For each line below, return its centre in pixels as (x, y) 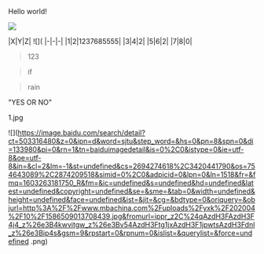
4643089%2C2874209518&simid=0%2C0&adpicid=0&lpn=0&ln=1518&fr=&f (132, 175)
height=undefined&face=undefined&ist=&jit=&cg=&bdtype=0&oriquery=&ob (132, 199)
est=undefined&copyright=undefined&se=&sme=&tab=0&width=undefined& (132, 191)
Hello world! (27, 11)
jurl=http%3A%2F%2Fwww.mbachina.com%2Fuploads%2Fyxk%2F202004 (132, 208)
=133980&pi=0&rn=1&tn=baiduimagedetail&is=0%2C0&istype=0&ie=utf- (126, 149)
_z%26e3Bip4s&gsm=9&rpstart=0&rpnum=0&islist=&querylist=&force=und (130, 233)
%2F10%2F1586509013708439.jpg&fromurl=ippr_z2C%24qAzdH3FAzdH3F (132, 216)
